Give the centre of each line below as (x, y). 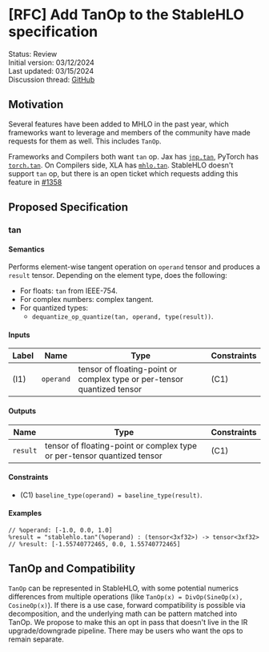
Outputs (22, 411)
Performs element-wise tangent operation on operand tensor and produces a (134, 267)
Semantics (27, 249)
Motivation (36, 105)
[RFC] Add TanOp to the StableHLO (126, 15)
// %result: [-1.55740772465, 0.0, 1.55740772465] (94, 545)
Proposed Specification (68, 207)
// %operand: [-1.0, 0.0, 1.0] (60, 530)
